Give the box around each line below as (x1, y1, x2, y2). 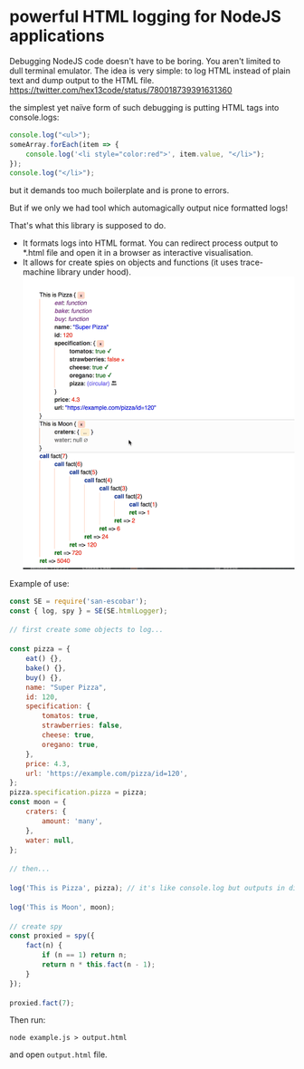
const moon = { (9, 798, 67, 807)
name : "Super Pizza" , (25, 683, 107, 692)
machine (22, 267, 56, 277)
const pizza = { (9, 645, 71, 654)
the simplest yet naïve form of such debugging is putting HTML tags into (9, 102, 280, 112)
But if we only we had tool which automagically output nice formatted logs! (9, 202, 288, 214)
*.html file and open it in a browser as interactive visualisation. (22, 248, 253, 258)
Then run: (9, 1015, 46, 1025)
